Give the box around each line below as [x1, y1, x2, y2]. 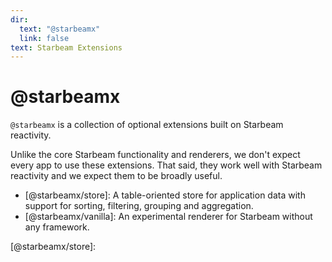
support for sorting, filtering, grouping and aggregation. [24, 200, 254, 212]
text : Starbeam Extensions [10, 42, 123, 53]
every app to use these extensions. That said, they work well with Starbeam [10, 159, 323, 171]
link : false [19, 33, 70, 43]
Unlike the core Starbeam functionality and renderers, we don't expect [10, 149, 301, 161]
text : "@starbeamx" [19, 24, 101, 34]
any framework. [24, 221, 90, 233]
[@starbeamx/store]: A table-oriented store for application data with [24, 189, 306, 201]
